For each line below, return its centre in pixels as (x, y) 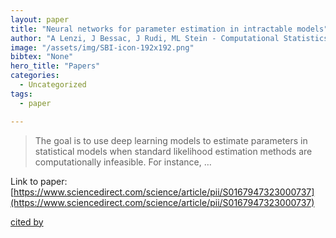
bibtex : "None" (42, 57)
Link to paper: (39, 181)
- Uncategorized (53, 85)
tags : (21, 94)
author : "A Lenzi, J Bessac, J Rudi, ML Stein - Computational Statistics (169, 38)
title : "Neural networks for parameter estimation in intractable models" (169, 29)
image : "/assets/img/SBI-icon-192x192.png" (102, 47)
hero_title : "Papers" (55, 66)
